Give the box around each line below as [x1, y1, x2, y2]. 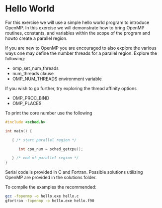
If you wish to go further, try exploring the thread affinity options [5, 85, 137, 91]
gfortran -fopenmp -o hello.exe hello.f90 [5, 199, 94, 204]
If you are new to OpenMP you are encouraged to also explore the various [5, 45, 157, 51]
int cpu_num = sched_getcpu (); [18, 146, 83, 152]
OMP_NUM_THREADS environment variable [12, 76, 102, 82]
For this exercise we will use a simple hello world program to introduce [5, 19, 150, 25]
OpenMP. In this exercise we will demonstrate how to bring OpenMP [5, 24, 145, 30]
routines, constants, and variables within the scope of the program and [5, 30, 151, 36]
